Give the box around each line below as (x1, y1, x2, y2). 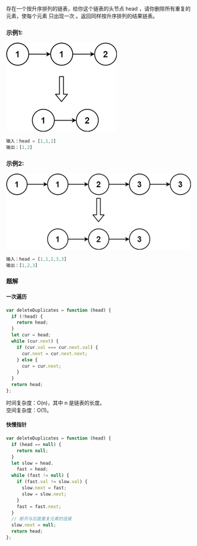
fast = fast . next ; (16, 504, 62, 510)
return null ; (16, 448, 49, 454)
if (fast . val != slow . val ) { (16, 479, 88, 485)
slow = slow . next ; (21, 491, 67, 497)
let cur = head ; (11, 332, 51, 338)
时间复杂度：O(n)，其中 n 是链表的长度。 (6, 399, 106, 406)
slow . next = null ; (11, 522, 57, 528)
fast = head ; (16, 467, 49, 472)
